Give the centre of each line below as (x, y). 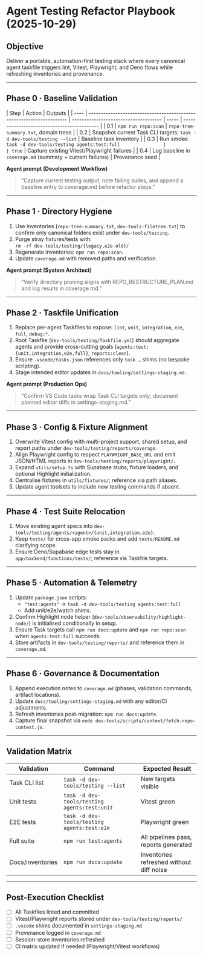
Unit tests (23, 802)
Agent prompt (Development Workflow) (57, 168)
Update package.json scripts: (51, 597)
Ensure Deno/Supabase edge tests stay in (67, 552)
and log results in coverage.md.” (61, 288)
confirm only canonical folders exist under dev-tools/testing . (92, 232)
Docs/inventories (34, 862)
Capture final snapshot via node (54, 720)
